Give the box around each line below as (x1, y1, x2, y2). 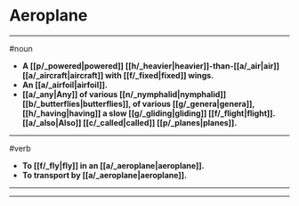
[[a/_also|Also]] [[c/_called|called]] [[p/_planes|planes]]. (21, 117, 238, 128)
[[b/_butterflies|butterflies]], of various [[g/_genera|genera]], (21, 98, 255, 109)
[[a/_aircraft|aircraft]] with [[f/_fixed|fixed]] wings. (21, 70, 214, 80)
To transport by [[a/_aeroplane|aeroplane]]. (21, 169, 187, 180)
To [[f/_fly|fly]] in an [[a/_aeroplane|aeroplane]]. (21, 160, 205, 170)
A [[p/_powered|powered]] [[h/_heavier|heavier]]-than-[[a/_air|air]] (21, 60, 280, 71)
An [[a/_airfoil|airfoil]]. (21, 79, 109, 90)
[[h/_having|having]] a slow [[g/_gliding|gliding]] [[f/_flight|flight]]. (21, 108, 276, 119)
